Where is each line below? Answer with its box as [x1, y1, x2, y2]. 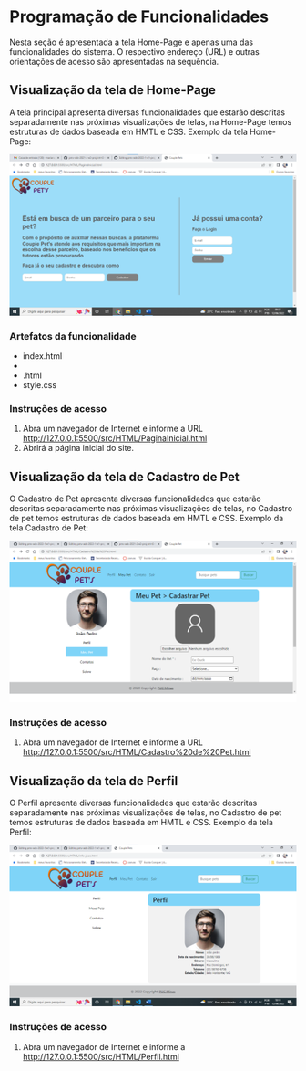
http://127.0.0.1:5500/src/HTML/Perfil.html [22, 1051, 180, 1062]
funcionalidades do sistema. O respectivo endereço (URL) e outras [9, 46, 260, 57]
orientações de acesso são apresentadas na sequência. [9, 56, 219, 67]
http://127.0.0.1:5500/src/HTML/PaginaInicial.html [22, 433, 208, 444]
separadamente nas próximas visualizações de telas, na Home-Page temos [9, 116, 292, 127]
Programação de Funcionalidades [9, 6, 269, 27]
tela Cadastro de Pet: [9, 522, 88, 533]
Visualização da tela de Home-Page [9, 82, 216, 98]
